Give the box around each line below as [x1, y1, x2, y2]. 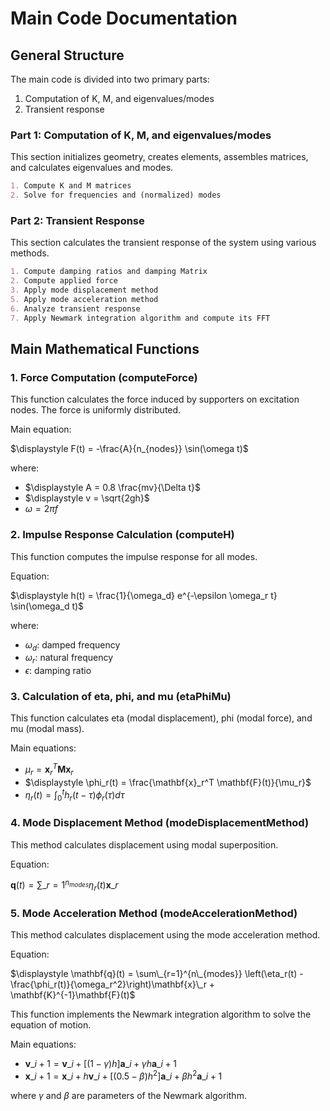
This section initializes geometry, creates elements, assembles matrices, [10, 151, 309, 163]
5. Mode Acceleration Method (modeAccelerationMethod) [10, 907, 298, 921]
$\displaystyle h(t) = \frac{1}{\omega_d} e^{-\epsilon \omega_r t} [10, 589, 278, 601]
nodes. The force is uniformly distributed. [10, 404, 182, 416]
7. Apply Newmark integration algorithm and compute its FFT [10, 313, 271, 323]
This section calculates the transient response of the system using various [10, 237, 317, 249]
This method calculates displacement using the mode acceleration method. [10, 929, 321, 941]
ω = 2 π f [24, 503, 58, 515]
